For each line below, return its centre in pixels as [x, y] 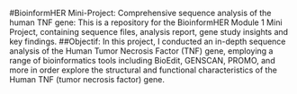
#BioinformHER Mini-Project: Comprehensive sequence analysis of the [140, 13]
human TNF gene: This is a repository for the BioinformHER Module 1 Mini [146, 22]
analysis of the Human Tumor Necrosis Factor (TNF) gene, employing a [141, 51]
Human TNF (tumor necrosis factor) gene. [87, 79]
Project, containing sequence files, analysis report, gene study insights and [149, 32]
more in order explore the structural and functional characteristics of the [143, 70]
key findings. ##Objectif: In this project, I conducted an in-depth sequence [148, 41]
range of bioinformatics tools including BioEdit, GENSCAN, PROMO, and [143, 60]
